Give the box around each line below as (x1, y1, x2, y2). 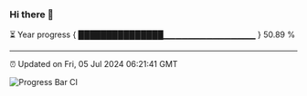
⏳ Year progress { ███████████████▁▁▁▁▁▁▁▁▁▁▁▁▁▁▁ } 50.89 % (9, 29, 295, 40)
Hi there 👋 (9, 8, 55, 21)
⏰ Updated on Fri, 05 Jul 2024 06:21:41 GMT (9, 59, 178, 70)
